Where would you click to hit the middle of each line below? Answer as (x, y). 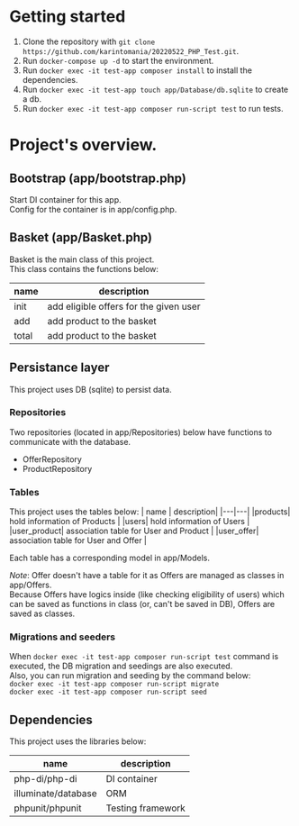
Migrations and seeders (63, 637)
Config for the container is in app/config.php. (93, 209)
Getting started (68, 17)
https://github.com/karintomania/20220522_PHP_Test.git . (131, 50)
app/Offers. (31, 585)
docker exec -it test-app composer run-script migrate (114, 685)
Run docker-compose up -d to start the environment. (118, 60)
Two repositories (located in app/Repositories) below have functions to (141, 432)
